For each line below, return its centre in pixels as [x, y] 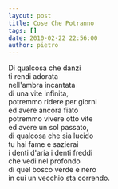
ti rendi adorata [33, 77]
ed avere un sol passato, [49, 128]
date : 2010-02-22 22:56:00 [53, 38]
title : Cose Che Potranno [51, 23]
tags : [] [23, 30]
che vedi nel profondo [45, 161]
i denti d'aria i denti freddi [51, 153]
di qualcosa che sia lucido [51, 136]
